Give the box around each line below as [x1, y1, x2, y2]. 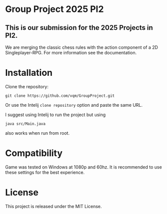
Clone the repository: [5, 83, 49, 89]
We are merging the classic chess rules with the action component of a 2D [5, 44, 159, 50]
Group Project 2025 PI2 [5, 3, 104, 15]
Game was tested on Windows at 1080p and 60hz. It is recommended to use [5, 164, 162, 170]
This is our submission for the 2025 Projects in [5, 23, 153, 32]
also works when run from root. [5, 130, 70, 136]
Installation [5, 67, 53, 78]
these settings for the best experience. [5, 169, 85, 175]
